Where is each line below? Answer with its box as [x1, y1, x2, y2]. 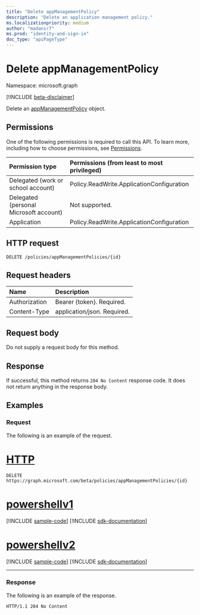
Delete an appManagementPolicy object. [6, 105, 106, 112]
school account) [9, 183, 55, 191]
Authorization [9, 298, 47, 306]
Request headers [6, 270, 71, 280]
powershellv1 [6, 497, 74, 511]
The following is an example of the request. [6, 432, 112, 439]
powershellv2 [6, 538, 76, 552]
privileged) [70, 166, 102, 174]
